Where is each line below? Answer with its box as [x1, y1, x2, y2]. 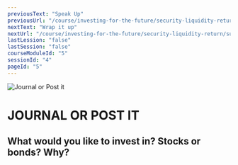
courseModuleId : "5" [7, 50, 69, 57]
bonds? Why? [7, 147, 69, 159]
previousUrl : [7, 17, 46, 24]
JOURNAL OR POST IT [7, 107, 140, 123]
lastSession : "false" [7, 43, 72, 50]
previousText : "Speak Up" [7, 10, 84, 18]
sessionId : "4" [7, 57, 52, 64]
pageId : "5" [7, 63, 42, 70]
